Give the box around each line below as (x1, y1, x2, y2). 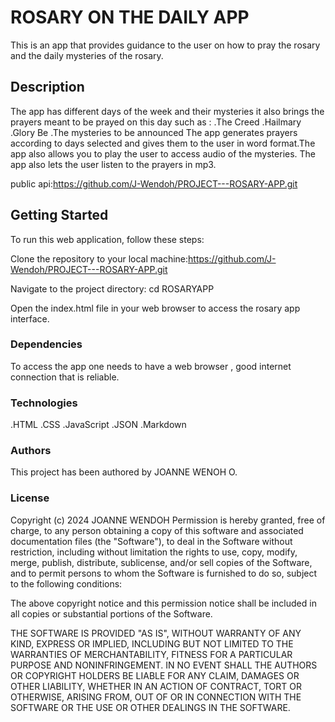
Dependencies (10, 337, 83, 351)
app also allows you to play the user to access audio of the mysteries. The (10, 147, 317, 160)
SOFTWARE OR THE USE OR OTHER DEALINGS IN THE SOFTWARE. (10, 701, 291, 713)
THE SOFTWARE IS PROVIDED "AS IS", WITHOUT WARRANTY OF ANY (10, 627, 302, 639)
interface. (10, 312, 50, 325)
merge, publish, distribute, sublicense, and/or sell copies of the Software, (10, 556, 313, 568)
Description (10, 79, 85, 96)
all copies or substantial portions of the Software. (10, 607, 213, 620)
